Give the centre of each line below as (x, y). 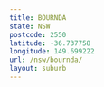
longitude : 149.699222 (52, 52)
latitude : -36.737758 (50, 43)
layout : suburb (38, 69)
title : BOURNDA (38, 18)
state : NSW (30, 26)
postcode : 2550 (38, 34)
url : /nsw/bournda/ (46, 60)
